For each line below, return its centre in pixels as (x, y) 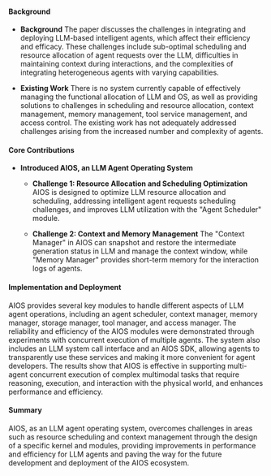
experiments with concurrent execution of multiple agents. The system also (135, 340)
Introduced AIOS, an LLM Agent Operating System (106, 168)
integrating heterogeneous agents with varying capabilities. (119, 72)
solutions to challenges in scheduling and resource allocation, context (137, 106)
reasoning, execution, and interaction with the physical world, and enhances (136, 383)
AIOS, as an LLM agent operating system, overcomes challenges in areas (131, 428)
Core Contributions (41, 149)
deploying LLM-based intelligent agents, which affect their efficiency (135, 38)
